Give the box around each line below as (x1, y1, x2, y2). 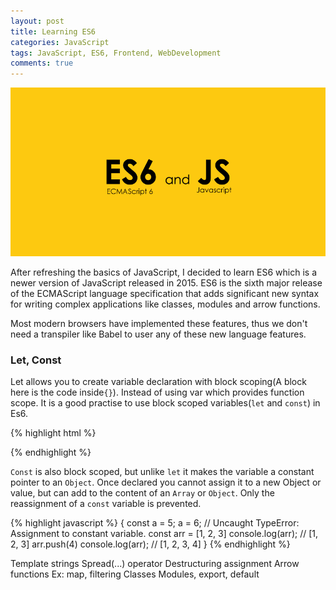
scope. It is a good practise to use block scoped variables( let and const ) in (10, 397, 321, 409)
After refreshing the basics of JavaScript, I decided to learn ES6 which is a (10, 266, 317, 279)
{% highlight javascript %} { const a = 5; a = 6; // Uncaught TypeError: (10, 517, 300, 529)
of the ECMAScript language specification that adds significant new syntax (10, 288, 320, 300)
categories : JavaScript (10, 37, 110, 47)
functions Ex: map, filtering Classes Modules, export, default (10, 568, 260, 580)
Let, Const (10, 353, 62, 367)
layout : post (10, 16, 65, 26)
